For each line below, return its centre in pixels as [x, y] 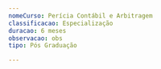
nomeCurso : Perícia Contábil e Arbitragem [80, 16]
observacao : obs [35, 38]
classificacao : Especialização [61, 23]
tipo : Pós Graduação [43, 46]
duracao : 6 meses [37, 30]
